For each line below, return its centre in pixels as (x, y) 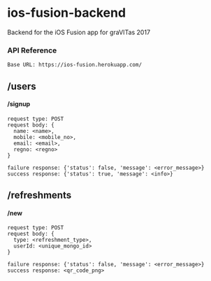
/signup (19, 104)
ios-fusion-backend (67, 13)
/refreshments (39, 195)
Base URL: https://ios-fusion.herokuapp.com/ (74, 65)
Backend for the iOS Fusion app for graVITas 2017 (79, 32)
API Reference (32, 50)
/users (22, 86)
